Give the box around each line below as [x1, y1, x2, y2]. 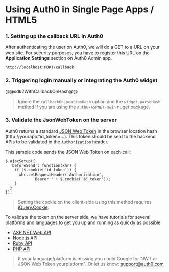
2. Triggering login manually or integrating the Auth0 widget [5, 77, 158, 84]
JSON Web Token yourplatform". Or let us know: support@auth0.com [17, 261, 164, 267]
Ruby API [12, 240, 32, 246]
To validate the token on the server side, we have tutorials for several [5, 214, 151, 220]
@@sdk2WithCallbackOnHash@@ [5, 88, 78, 94]
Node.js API [12, 235, 38, 241]
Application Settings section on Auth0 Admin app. [5, 55, 112, 61]
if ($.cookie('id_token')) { [14, 167, 77, 173]
